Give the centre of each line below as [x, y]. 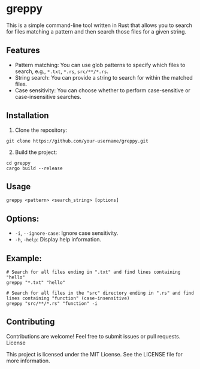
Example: [24, 258]
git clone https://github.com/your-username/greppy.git [77, 141]
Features [23, 51]
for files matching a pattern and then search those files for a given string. [96, 31]
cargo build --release [34, 168]
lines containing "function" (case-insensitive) [68, 298]
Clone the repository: [41, 130]
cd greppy [19, 163]
